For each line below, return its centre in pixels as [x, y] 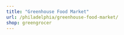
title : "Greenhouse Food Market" [48, 12]
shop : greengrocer [29, 23]
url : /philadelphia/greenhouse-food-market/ [62, 17]
